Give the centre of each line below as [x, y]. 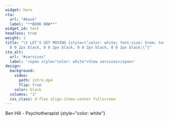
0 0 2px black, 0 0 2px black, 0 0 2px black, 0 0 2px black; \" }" [81, 47]
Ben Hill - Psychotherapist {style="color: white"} [55, 113]
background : [22, 71]
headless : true [21, 33]
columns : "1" [23, 94]
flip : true [30, 85]
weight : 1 [16, 38]
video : [21, 76]
